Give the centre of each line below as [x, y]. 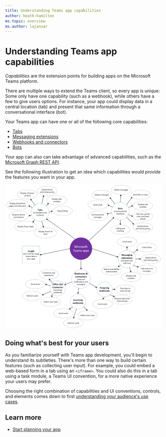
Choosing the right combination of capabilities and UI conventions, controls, [83, 391]
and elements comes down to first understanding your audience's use [77, 397]
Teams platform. [22, 81]
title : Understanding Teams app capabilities [53, 10]
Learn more [23, 417]
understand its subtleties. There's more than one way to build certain [76, 360]
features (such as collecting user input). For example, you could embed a [80, 366]
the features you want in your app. [40, 177]
